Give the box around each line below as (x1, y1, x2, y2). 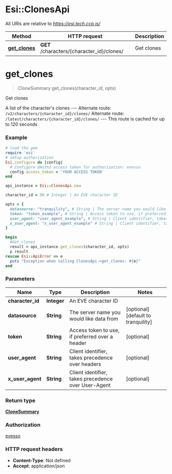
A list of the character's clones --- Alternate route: (5, 105, 112, 111)
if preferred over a (69, 333, 113, 340)
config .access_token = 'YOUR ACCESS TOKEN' (10, 169, 104, 174)
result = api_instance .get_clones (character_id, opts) (10, 244, 130, 250)
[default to (126, 312, 151, 319)
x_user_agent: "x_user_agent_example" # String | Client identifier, (10, 221, 161, 226)
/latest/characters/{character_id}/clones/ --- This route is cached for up (5, 116, 165, 122)
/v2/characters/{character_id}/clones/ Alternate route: (5, 110, 124, 116)
